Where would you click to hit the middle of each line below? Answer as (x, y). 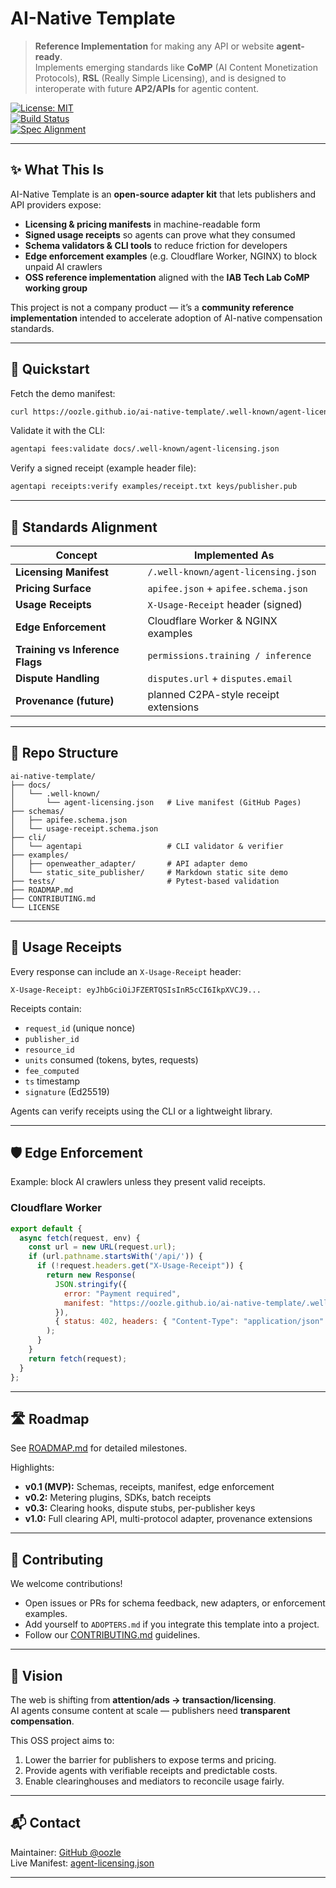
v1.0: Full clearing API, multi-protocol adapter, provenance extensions (168, 1519)
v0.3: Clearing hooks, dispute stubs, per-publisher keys (140, 1508)
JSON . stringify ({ (91, 1284)
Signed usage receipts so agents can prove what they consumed (160, 234)
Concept (76, 555)
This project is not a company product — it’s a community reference (152, 307)
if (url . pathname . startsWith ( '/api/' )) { (115, 1257)
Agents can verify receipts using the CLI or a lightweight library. (141, 1111)
